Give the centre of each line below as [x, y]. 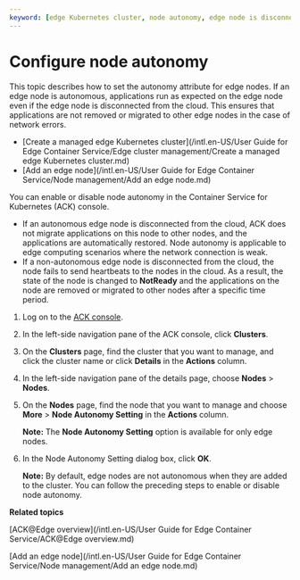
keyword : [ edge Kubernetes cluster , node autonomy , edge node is [133, 17]
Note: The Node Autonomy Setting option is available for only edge [147, 431]
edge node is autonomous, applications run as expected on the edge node [146, 95]
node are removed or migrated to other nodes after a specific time [144, 290]
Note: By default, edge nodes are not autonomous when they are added [154, 476]
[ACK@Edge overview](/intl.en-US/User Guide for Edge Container [130, 529]
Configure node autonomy [109, 61]
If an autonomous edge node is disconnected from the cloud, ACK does [154, 223]
